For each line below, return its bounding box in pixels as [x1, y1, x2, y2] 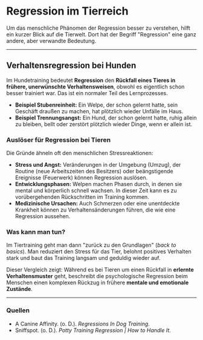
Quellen [6, 306, 30, 315]
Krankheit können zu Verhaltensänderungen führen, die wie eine [14, 206, 176, 213]
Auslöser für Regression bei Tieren [6, 135, 111, 144]
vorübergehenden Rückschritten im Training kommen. [14, 193, 149, 201]
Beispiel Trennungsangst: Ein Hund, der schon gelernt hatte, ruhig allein [14, 114, 197, 121]
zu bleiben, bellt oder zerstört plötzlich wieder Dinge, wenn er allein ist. [14, 120, 193, 128]
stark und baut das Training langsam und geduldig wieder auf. [6, 255, 161, 262]
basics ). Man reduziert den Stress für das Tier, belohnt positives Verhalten [6, 248, 192, 255]
